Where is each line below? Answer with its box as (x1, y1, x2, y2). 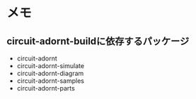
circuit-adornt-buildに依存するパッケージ (6, 35, 190, 47)
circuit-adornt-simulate (16, 62, 85, 70)
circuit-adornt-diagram (16, 70, 84, 77)
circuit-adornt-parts (16, 84, 75, 92)
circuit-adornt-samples (16, 77, 85, 85)
